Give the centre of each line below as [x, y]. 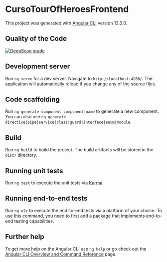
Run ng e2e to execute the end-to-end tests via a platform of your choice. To [84, 210]
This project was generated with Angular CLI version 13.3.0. [66, 23]
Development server [38, 67]
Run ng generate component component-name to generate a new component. [82, 111]
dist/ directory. [21, 155]
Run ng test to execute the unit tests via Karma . [54, 183]
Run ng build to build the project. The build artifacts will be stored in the [79, 150]
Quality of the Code [36, 39]
